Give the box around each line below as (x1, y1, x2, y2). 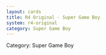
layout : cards (6, 8, 42, 15)
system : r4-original (6, 20, 58, 26)
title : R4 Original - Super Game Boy (6, 14, 101, 20)
